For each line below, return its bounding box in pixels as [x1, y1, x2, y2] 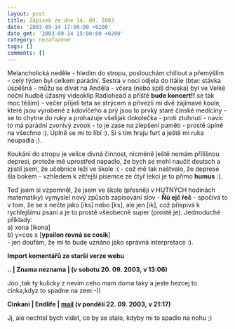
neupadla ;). [7, 136, 42, 144]
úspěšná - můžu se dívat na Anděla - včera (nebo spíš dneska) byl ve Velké [7, 84, 226, 92]
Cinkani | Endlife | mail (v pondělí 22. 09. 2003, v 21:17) [7, 299, 171, 308]
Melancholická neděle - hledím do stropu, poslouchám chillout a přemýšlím [7, 68, 224, 77]
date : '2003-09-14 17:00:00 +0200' [7, 23, 112, 30]
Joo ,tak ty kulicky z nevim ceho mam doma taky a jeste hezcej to [7, 278, 198, 287]
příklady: [7, 215, 33, 224]
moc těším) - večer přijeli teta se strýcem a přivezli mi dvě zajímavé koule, [7, 98, 222, 107]
